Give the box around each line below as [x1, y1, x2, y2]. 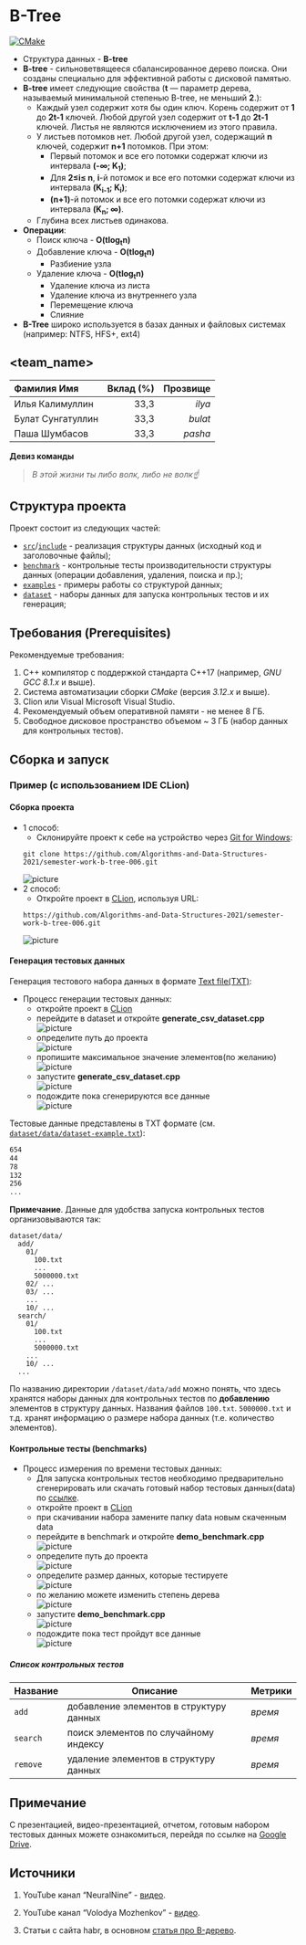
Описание [131, 1685, 178, 1698]
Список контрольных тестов [9, 1658, 125, 1669]
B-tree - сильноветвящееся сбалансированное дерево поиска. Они [22, 63, 288, 74]
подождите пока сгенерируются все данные [36, 1090, 210, 1101]
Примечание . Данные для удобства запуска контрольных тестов [9, 1204, 265, 1215]
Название [14, 1685, 59, 1698]
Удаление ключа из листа [49, 279, 150, 290]
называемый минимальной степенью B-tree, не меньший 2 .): [22, 92, 262, 103]
